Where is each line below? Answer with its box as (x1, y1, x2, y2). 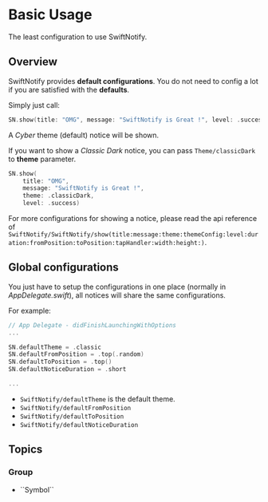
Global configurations (8, 261, 120, 275)
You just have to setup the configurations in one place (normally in (8, 282, 227, 291)
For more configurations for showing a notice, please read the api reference (8, 214, 258, 223)
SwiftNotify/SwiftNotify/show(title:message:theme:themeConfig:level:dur (8, 231, 259, 239)
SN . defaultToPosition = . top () (8, 358, 112, 366)
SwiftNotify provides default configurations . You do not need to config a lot (8, 76, 259, 85)
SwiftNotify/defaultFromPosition (19, 404, 132, 412)
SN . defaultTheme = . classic (8, 343, 102, 351)
